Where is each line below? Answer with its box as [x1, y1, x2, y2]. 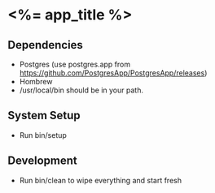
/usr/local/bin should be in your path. [19, 85, 144, 95]
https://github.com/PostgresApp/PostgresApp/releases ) [19, 68, 208, 78]
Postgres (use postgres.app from [19, 59, 131, 69]
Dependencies [7, 38, 83, 52]
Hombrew [19, 77, 53, 86]
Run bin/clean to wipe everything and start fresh [19, 175, 182, 185]
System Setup [7, 109, 81, 122]
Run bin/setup [19, 130, 67, 139]
